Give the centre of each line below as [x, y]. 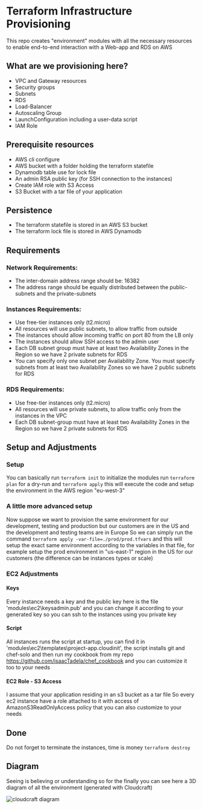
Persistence [29, 210]
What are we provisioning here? [67, 66]
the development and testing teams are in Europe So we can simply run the [99, 532]
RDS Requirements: [35, 389]
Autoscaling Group [38, 112]
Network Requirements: [42, 267]
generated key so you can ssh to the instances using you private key [91, 614]
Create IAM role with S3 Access [55, 185]
